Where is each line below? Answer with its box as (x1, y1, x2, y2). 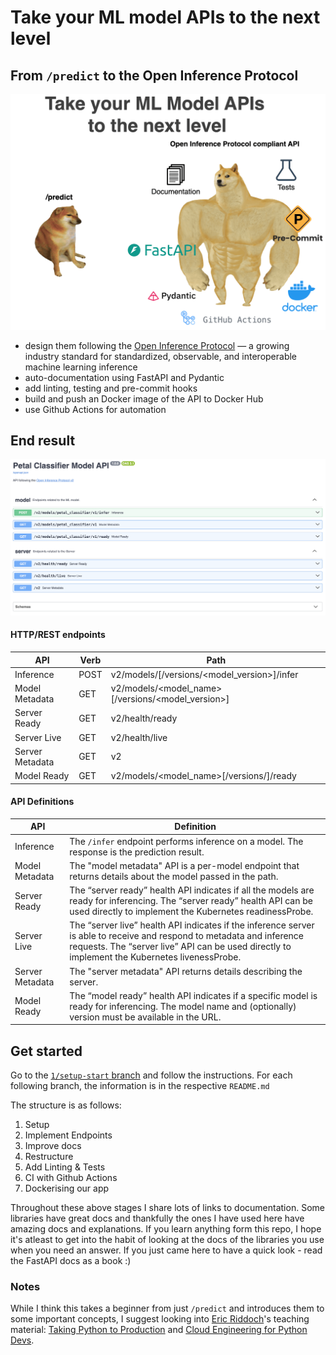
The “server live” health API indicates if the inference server (69, 919, 315, 931)
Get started (10, 1042, 83, 1060)
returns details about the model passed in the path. (69, 870, 279, 882)
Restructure (24, 1151, 74, 1163)
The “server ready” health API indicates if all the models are (69, 884, 315, 896)
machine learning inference (24, 361, 138, 373)
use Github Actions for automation (24, 403, 167, 415)
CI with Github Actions (24, 1172, 118, 1184)
